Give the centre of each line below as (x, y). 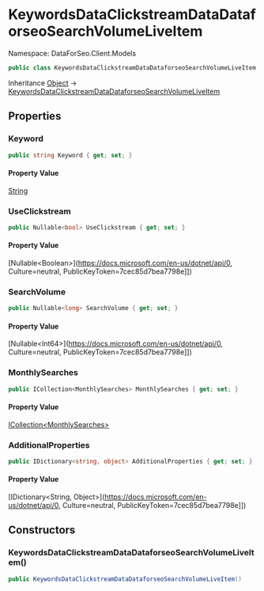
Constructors (42, 530)
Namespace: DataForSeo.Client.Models (72, 53)
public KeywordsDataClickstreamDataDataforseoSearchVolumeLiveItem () (125, 579)
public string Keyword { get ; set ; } (70, 155)
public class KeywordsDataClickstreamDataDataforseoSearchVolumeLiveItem (132, 68)
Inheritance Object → (43, 83)
